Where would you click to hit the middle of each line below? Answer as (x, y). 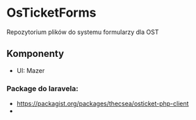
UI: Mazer (31, 70)
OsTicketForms (51, 13)
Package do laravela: (42, 88)
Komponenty (35, 54)
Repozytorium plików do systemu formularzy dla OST (83, 32)
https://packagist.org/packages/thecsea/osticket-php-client (103, 104)
